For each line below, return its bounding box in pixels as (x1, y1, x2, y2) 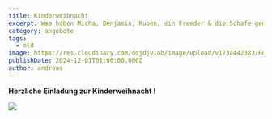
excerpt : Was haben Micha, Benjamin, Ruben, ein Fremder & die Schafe (8, 19, 252, 27)
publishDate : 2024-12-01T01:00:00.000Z (8, 57, 143, 65)
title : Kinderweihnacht (8, 11, 89, 20)
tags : (8, 34, 27, 43)
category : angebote (8, 27, 74, 35)
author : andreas (8, 64, 63, 72)
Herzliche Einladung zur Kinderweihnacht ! (8, 86, 156, 96)
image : (8, 49, 31, 57)
